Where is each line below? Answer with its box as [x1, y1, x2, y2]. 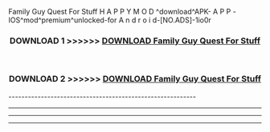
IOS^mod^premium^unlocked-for [8, 15, 117, 25]
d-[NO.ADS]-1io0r [152, 15, 211, 25]
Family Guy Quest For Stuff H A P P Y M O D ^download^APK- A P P [8, 7, 231, 16]
